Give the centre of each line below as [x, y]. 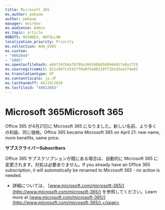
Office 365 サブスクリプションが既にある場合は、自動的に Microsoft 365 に [82, 159]
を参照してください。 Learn [129, 192]
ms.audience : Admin [25, 28]
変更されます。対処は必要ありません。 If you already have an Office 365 [78, 165]
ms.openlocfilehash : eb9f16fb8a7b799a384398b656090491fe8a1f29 [72, 65]
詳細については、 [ [31, 186]
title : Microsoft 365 [27, 10]
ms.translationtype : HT [30, 74]
